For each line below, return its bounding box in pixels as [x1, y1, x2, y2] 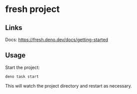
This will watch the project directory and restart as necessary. [5, 82, 132, 88]
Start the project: [5, 64, 40, 70]
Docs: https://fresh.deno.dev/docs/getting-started [5, 36, 109, 42]
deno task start [5, 74, 39, 79]
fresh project [5, 3, 60, 15]
